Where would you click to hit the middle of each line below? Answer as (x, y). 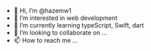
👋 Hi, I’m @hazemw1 (42, 11)
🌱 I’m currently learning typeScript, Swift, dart (79, 25)
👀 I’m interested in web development (66, 18)
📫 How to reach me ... (46, 40)
